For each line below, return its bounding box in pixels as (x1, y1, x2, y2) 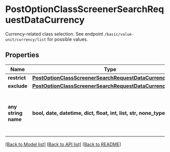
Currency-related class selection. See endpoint (5, 31, 104, 37)
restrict (8, 74, 26, 81)
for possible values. (47, 36, 89, 42)
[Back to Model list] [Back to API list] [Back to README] (5, 141, 121, 147)
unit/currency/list (5, 37, 47, 42)
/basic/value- (104, 32, 134, 37)
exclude (8, 82, 28, 89)
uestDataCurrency (5, 14, 85, 26)
